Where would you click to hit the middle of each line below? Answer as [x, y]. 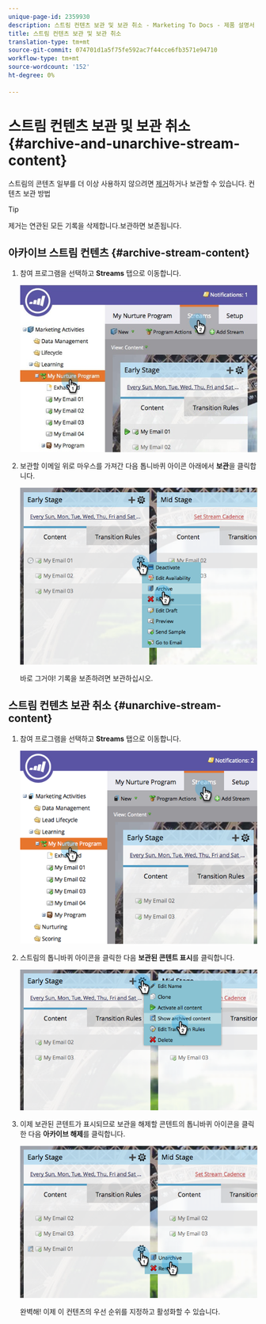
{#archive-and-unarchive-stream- [124, 143]
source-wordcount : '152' [49, 67]
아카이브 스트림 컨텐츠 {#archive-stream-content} [129, 252]
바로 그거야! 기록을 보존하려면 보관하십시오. [86, 678]
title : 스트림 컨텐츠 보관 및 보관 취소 [65, 33]
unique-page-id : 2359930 [49, 17]
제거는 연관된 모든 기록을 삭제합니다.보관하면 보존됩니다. [95, 225]
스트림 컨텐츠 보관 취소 [60, 706]
